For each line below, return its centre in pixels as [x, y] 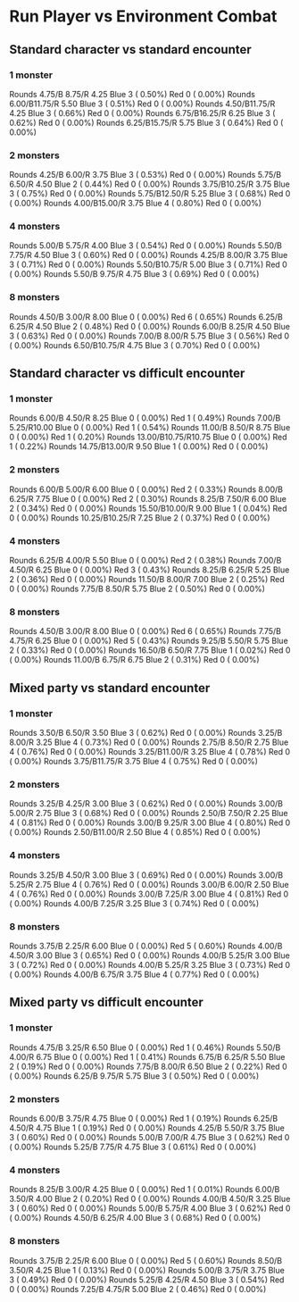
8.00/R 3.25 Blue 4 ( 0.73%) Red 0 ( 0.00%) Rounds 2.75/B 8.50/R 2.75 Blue [149, 742]
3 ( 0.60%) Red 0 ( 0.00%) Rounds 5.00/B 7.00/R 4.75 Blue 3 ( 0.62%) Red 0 [149, 1137]
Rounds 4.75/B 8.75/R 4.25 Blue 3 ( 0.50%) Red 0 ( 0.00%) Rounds [133, 94]
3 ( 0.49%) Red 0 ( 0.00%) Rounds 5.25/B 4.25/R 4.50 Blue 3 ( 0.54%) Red [147, 1280]
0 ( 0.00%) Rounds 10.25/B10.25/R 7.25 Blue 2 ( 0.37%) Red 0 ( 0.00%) [140, 517]
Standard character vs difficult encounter [127, 374]
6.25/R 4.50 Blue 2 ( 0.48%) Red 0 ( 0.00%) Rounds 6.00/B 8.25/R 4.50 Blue [149, 326]
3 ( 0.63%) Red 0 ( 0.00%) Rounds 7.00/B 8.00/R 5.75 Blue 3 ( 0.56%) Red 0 [149, 336]
